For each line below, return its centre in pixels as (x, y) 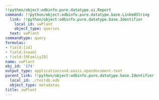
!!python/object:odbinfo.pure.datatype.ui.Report (58, 10)
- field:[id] (19, 47)
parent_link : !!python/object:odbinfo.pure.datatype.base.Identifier (80, 76)
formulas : (16, 43)
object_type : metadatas (34, 85)
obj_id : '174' (20, 66)
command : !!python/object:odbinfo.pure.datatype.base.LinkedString (77, 15)
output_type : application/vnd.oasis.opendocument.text (64, 71)
